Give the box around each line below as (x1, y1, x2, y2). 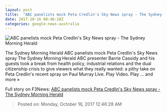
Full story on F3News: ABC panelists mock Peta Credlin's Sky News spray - (5, 86, 161, 92)
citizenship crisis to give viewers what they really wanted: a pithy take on (5, 66, 155, 72)
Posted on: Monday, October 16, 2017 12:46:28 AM (17, 101, 122, 107)
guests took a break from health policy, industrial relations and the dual (5, 60, 151, 66)
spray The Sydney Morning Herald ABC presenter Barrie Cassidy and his (5, 55, 155, 61)
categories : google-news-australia (5, 21, 79, 26)
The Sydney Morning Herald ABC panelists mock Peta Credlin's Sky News (5, 50, 158, 56)
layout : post (5, 7, 32, 12)
